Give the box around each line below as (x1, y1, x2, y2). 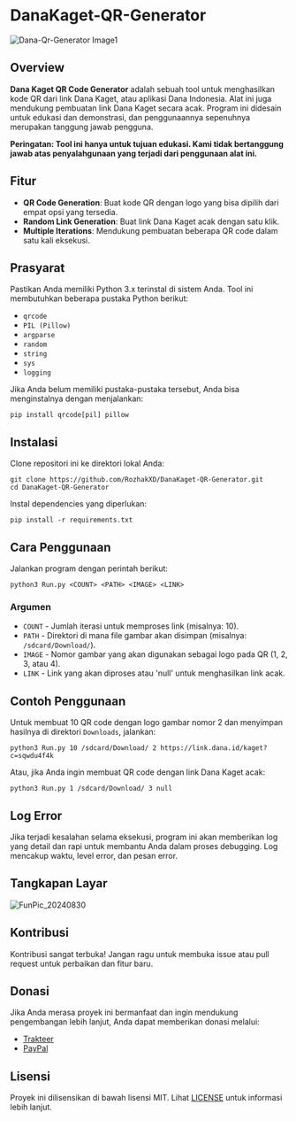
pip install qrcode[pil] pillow (10, 411, 129, 420)
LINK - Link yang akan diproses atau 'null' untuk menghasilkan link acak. (22, 668, 285, 678)
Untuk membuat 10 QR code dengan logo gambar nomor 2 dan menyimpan (10, 717, 284, 728)
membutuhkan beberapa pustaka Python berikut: (10, 293, 189, 304)
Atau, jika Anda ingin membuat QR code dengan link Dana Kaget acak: (10, 767, 266, 777)
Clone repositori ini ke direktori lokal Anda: (10, 458, 164, 469)
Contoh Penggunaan (10, 693, 126, 708)
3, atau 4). (22, 659, 61, 669)
